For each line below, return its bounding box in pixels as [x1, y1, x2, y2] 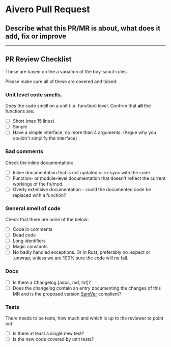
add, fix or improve [5, 32, 67, 40]
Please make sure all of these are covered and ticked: [5, 78, 118, 85]
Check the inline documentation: [5, 159, 74, 166]
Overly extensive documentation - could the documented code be [12, 186, 151, 192]
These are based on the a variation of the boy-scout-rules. [5, 68, 128, 74]
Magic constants [12, 244, 48, 250]
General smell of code [5, 205, 61, 212]
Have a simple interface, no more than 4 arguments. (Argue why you [12, 129, 157, 136]
